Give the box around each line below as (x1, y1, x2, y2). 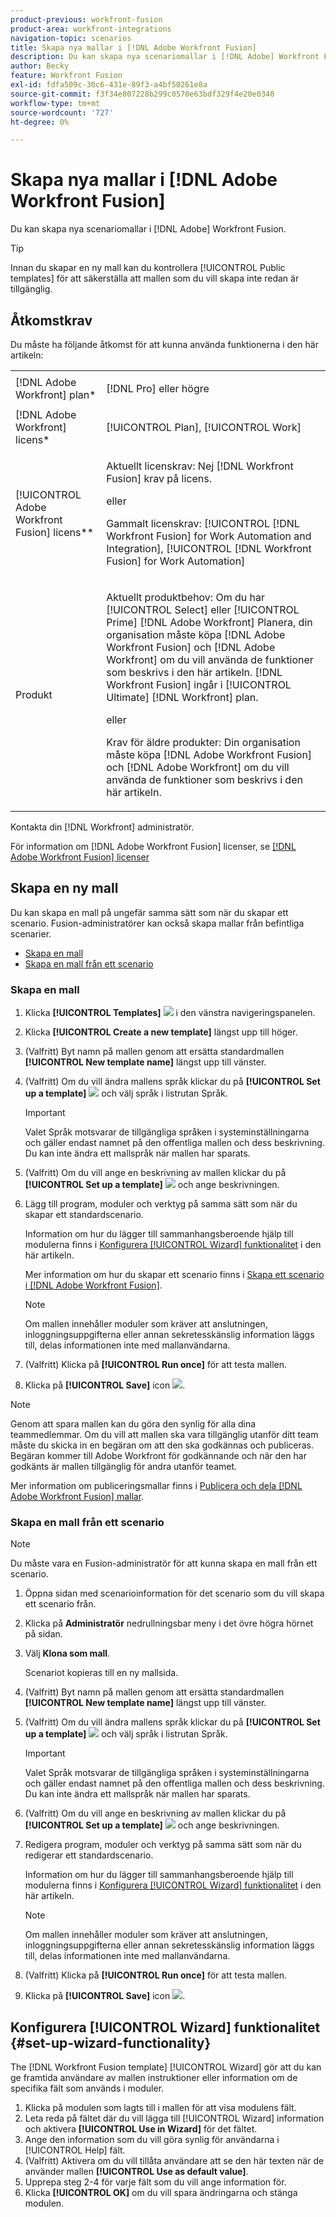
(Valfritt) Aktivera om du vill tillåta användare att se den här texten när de (24, 2155, 325, 2167)
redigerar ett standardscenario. (24, 1849, 154, 1861)
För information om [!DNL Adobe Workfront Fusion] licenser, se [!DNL (10, 841, 297, 852)
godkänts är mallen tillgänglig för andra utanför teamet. (10, 1461, 238, 1473)
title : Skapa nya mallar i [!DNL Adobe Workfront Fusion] (10, 42, 257, 53)
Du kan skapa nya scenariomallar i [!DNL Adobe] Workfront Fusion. (10, 223, 287, 235)
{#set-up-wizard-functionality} (10, 2034, 212, 2051)
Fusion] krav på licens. (106, 472, 212, 485)
